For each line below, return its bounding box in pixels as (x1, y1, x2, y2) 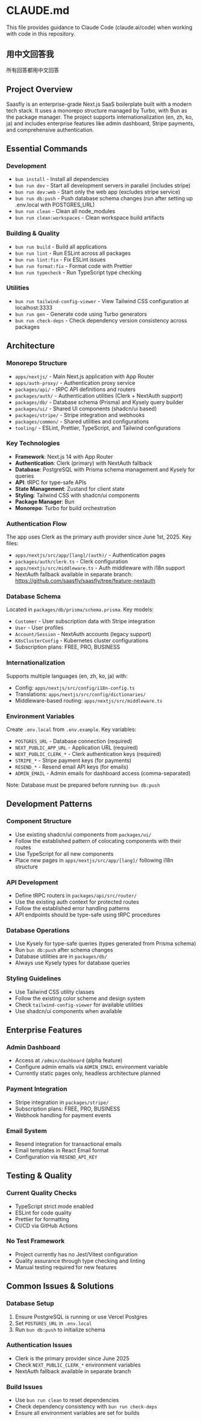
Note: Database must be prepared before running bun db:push (6, 781, 160, 789)
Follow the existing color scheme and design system (14, 994, 146, 1002)
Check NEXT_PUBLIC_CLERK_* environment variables (14, 1361, 141, 1368)
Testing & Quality (6, 1170, 72, 1181)
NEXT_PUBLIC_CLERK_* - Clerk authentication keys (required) (14, 750, 162, 758)
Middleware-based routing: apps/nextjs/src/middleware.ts (14, 697, 163, 704)
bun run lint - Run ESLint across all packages (14, 249, 131, 257)
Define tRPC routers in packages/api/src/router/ (14, 892, 137, 899)
